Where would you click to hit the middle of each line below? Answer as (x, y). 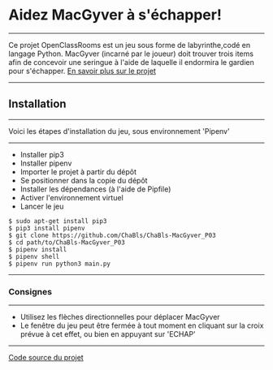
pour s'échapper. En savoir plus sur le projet (82, 71)
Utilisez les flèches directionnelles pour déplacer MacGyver (120, 317)
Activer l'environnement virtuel (71, 197)
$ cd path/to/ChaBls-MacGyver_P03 (67, 242)
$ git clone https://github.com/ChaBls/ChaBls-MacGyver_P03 (113, 235)
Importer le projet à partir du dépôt (78, 171)
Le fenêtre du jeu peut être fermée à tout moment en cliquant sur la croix (142, 325)
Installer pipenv (46, 163)
